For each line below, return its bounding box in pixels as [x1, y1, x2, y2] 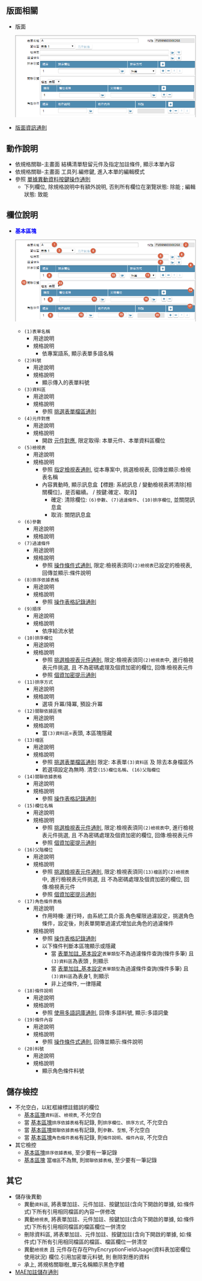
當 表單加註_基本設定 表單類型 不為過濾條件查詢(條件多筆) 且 [50, 950, 194, 957]
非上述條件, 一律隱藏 [50, 980, 102, 987]
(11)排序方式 [23, 679, 53, 686]
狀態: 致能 [23, 191, 49, 198]
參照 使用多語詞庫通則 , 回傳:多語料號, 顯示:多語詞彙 [41, 1009, 169, 1016]
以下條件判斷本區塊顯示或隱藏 [41, 943, 116, 950]
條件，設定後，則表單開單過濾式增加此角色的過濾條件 [41, 920, 174, 927]
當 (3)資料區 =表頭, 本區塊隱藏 [41, 729, 112, 737]
